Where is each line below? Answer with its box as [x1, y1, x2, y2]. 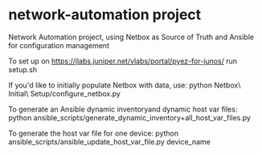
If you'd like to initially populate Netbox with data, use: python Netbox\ [8, 80, 241, 90]
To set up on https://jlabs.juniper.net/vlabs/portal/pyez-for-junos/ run [8, 56, 237, 66]
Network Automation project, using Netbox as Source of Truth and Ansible [8, 32, 255, 42]
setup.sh [8, 64, 38, 74]
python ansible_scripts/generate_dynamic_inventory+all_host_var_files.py [8, 112, 252, 122]
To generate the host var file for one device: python [8, 128, 179, 138]
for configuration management [8, 40, 110, 50]
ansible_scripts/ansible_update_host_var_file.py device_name [8, 136, 211, 146]
